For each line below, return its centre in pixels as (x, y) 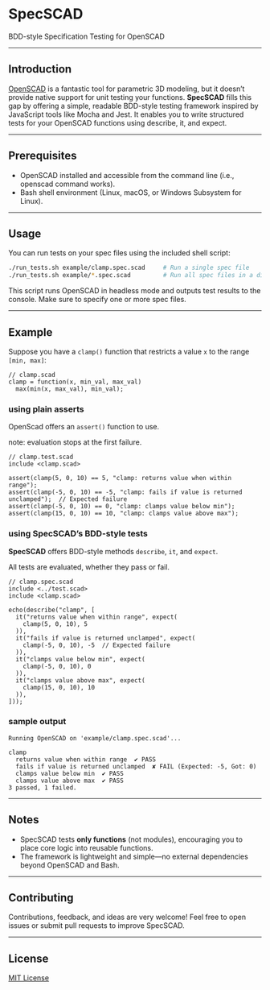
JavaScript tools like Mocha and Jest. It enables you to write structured (126, 114)
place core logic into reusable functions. (86, 847)
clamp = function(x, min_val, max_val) (75, 382)
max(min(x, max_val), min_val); (70, 389)
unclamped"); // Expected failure (68, 499)
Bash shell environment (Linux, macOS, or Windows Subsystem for (131, 192)
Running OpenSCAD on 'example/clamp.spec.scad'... (95, 738)
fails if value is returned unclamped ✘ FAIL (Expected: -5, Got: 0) (136, 766)
